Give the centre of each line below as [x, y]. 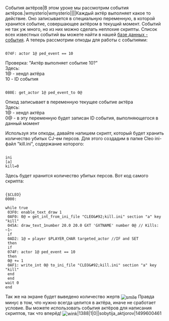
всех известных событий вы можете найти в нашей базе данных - [76, 35]
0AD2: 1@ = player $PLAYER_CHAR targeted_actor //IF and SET [73, 239]
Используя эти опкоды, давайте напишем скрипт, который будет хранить [84, 133]
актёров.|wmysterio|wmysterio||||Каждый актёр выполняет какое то [78, 13]
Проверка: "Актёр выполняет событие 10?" [51, 63]
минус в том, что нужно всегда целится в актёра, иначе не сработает [80, 302]
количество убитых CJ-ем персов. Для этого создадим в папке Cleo [79, 138]
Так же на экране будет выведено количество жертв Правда [80, 297]
